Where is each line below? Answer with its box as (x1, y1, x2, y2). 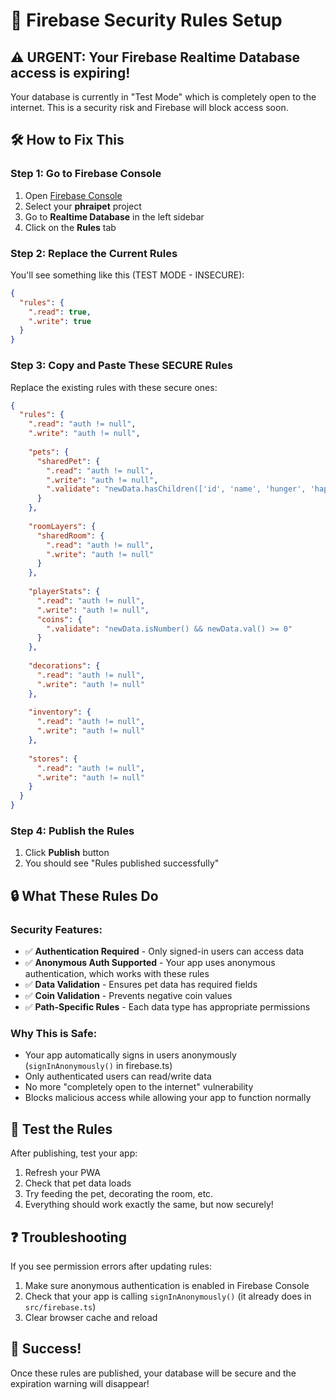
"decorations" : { (28, 661, 101, 671)
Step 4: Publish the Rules (10, 824, 135, 838)
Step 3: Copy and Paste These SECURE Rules (10, 359, 233, 373)
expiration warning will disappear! (10, 1377, 150, 1389)
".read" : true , (28, 307, 92, 317)
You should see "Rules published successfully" (24, 857, 220, 869)
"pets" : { (28, 447, 70, 457)
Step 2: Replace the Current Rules (10, 246, 178, 260)
